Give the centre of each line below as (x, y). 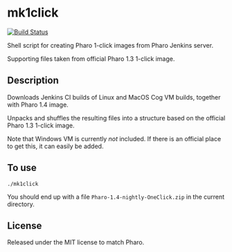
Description (33, 81)
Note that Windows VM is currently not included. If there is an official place (114, 138)
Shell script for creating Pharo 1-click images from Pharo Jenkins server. (110, 45)
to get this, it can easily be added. (55, 146)
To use (22, 168)
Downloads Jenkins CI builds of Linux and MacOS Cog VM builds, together (114, 97)
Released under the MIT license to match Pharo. (76, 242)
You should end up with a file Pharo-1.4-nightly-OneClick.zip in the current (116, 197)
